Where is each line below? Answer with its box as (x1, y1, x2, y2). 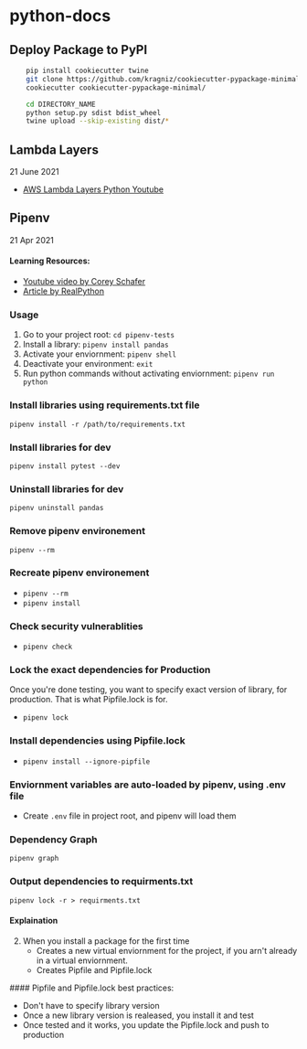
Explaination (9, 915, 58, 926)
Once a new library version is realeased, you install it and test (22, 1010, 254, 1021)
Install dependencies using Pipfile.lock (9, 734, 185, 747)
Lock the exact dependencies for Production (9, 664, 211, 677)
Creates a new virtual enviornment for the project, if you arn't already (36, 945, 298, 956)
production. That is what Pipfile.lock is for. (9, 694, 168, 705)
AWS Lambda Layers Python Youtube (22, 184, 164, 195)
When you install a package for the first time (22, 935, 190, 947)
